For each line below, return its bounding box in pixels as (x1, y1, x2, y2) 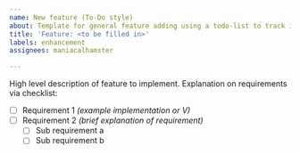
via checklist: (9, 88, 58, 99)
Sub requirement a (35, 126, 104, 136)
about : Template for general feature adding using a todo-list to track (9, 21, 286, 30)
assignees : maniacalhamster (9, 46, 114, 55)
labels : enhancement (9, 37, 87, 47)
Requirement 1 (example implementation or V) (21, 105, 191, 116)
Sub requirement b (35, 135, 104, 146)
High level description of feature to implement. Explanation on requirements (9, 78, 287, 89)
